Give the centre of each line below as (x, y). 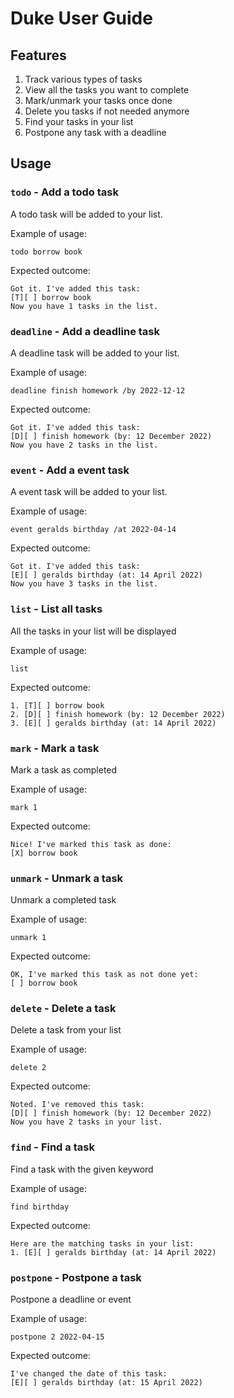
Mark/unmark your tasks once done (98, 100)
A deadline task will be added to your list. (95, 353)
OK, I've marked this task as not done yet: (104, 975)
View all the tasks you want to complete (107, 90)
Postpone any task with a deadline (95, 132)
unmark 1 (28, 938)
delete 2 (28, 1068)
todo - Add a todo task (64, 192)
